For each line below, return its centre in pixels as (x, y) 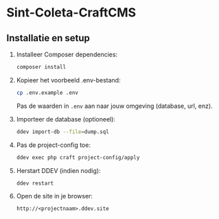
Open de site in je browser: (55, 196)
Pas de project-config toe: (53, 145)
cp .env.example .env (47, 93)
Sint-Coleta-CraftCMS (71, 13)
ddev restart (35, 183)
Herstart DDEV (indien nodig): (58, 170)
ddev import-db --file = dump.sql (62, 132)
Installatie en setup (48, 38)
